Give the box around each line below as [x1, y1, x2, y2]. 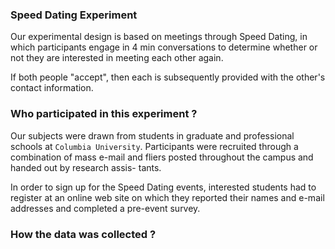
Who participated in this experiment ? [10, 107, 198, 121]
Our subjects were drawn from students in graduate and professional [10, 129, 295, 142]
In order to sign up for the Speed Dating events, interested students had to [10, 181, 317, 193]
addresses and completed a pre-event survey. [10, 202, 201, 214]
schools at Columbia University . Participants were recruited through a [10, 140, 299, 152]
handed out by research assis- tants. [10, 161, 162, 173]
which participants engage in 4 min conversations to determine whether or [10, 41, 318, 53]
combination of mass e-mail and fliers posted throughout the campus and [10, 151, 314, 163]
